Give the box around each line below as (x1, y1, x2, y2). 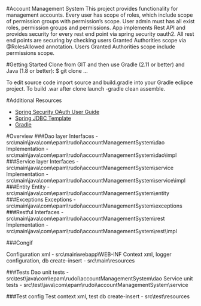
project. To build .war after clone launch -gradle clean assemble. (6, 85, 166, 92)
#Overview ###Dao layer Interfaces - (6, 132, 99, 140)
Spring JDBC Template (14, 115, 72, 122)
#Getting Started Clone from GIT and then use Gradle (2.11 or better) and (6, 61, 185, 68)
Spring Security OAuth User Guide (14, 109, 100, 115)
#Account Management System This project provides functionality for (6, 5, 178, 12)
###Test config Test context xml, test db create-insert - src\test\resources (6, 293, 190, 300)
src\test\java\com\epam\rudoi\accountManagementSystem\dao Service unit (6, 275, 193, 282)
